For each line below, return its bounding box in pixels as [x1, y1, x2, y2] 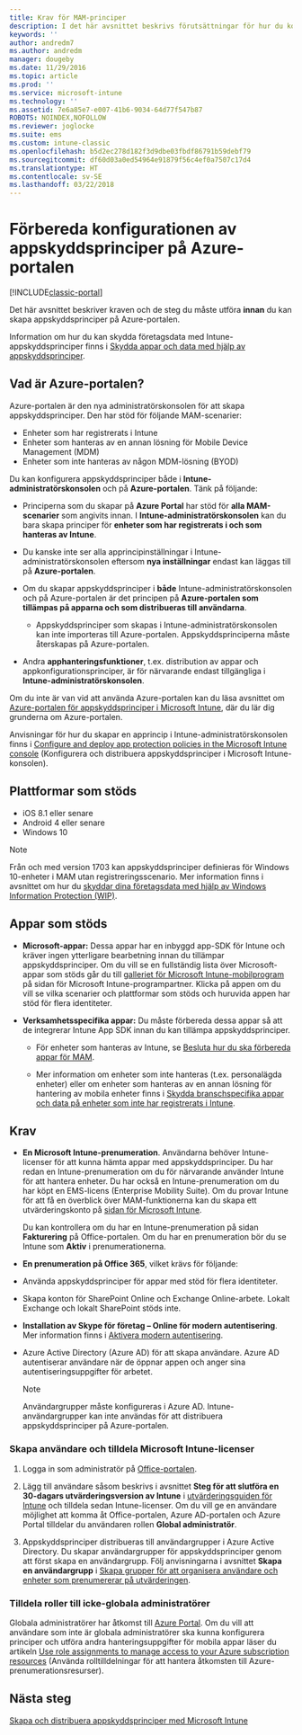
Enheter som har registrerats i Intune [22, 427, 158, 438]
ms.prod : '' [9, 80, 54, 89]
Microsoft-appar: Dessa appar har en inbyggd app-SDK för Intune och [22, 940, 286, 951]
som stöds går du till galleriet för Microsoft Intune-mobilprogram [46, 968, 285, 980]
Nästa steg [9, 1691, 72, 1706]
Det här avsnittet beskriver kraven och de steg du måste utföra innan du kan [9, 305, 292, 316]
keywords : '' [9, 30, 58, 39]
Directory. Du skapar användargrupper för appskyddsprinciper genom [22, 1545, 282, 1556]
